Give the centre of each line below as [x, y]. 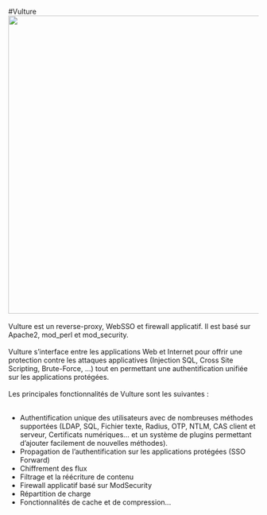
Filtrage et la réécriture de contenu [76, 477]
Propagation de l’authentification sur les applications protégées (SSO [133, 451]
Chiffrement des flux [53, 469]
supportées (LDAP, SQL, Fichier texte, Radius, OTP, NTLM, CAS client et [137, 426]
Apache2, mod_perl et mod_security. [68, 335]
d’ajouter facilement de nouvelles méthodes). [94, 443]
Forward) [35, 460]
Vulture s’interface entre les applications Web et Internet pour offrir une [125, 352]
